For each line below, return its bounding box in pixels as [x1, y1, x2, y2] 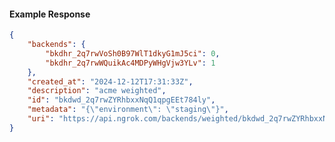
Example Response [9, 8, 91, 20]
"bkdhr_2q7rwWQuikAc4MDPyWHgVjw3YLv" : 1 [45, 58, 216, 68]
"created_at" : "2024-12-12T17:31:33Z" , [27, 76, 194, 87]
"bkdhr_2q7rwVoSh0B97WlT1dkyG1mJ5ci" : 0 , [45, 48, 221, 59]
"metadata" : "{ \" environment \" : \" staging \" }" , [27, 105, 229, 115]
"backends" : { [27, 40, 86, 50]
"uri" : [27, 114, 55, 124]
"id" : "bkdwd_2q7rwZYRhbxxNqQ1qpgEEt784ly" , [27, 95, 216, 105]
